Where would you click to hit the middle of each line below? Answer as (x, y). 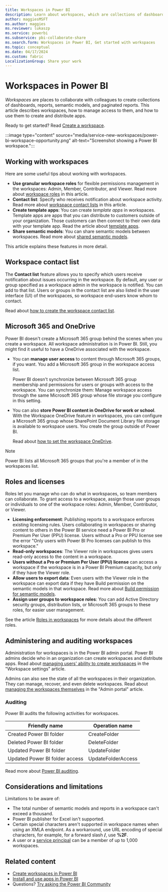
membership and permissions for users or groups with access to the (83, 385)
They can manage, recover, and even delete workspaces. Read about (77, 684)
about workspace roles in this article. (50, 194)
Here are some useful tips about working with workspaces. (66, 174)
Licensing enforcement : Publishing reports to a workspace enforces (83, 519)
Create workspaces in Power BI (45, 873)
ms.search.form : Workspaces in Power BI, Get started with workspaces (80, 43)
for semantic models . (34, 594)
